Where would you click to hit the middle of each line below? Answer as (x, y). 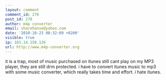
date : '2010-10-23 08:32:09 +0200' (42, 33)
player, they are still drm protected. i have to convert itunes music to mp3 (81, 66)
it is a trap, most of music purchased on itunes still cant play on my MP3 (79, 61)
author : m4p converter (29, 24)
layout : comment (22, 10)
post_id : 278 (19, 19)
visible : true (20, 38)
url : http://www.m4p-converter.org (42, 47)
